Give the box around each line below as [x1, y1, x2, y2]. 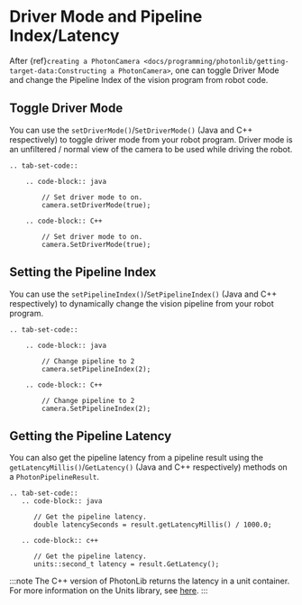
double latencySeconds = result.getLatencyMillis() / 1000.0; [32, 520, 272, 529]
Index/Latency [9, 25, 120, 46]
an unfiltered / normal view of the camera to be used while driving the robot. [9, 143, 293, 154]
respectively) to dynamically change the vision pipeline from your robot [9, 298, 274, 308]
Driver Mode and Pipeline [9, 6, 203, 27]
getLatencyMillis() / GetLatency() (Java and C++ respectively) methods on [9, 462, 288, 472]
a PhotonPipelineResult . [9, 472, 100, 482]
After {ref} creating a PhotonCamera [9, 55, 141, 66]
